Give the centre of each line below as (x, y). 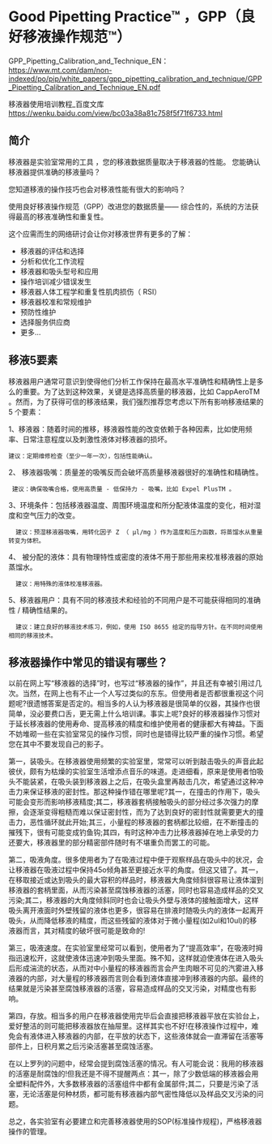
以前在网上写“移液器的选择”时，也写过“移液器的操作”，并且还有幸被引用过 (132, 683)
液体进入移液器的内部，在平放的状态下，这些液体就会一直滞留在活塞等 (147, 1036)
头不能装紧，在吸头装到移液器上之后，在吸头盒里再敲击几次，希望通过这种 (132, 782)
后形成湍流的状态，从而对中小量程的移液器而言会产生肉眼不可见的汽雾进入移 (136, 968)
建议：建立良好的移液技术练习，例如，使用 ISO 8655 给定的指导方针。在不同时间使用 (139, 627)
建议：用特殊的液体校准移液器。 (61, 584)
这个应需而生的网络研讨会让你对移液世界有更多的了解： (100, 234)
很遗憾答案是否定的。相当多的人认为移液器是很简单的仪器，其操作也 (140, 703)
